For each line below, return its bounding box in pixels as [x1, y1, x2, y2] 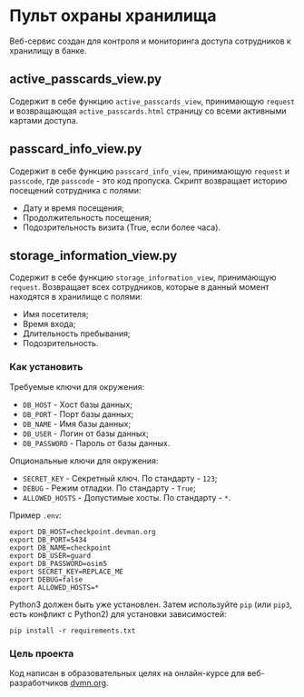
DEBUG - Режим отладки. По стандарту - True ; [22, 483, 197, 493]
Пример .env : [9, 510, 62, 521]
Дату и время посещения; [22, 202, 124, 214]
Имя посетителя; [22, 309, 89, 320]
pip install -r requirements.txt [9, 626, 136, 635]
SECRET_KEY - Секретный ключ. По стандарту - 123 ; [22, 473, 218, 483]
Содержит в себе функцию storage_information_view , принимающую [9, 272, 277, 283]
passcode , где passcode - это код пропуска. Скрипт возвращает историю [9, 174, 288, 186]
